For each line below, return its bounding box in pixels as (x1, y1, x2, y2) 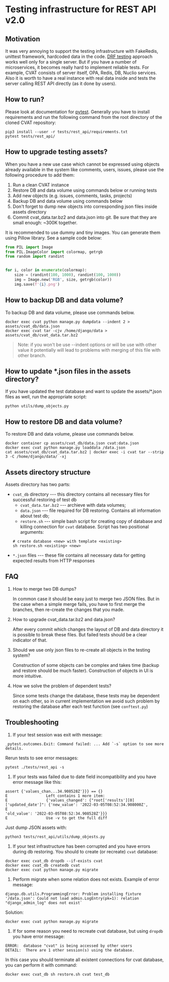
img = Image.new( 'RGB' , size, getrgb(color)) (14, 277, 112, 282)
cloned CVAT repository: (5, 119, 57, 126)
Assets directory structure (5, 468, 91, 476)
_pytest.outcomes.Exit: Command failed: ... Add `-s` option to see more (5, 741, 164, 747)
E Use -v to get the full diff (5, 815, 108, 820)
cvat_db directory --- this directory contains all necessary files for (12, 492, 150, 497)
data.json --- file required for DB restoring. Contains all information (20, 507, 161, 513)
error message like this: (12, 779, 62, 785)
